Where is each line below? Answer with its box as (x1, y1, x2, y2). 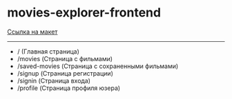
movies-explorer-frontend (7, 5, 161, 21)
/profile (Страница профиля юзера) (17, 84, 121, 92)
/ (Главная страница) (17, 47, 79, 56)
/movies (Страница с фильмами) (17, 54, 113, 63)
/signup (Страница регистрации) (17, 69, 114, 77)
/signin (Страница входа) (17, 76, 91, 85)
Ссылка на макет (7, 27, 58, 36)
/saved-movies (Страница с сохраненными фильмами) (17, 62, 179, 70)
